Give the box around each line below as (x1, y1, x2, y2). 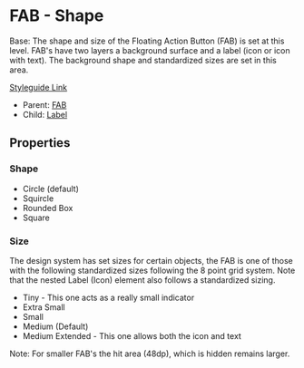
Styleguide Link (9, 82, 68, 92)
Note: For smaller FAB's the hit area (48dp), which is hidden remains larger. (9, 348, 290, 359)
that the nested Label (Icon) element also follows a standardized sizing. (9, 274, 276, 286)
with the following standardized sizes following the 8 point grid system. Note (9, 265, 296, 276)
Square (22, 212, 50, 223)
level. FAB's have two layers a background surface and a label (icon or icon (9, 44, 290, 55)
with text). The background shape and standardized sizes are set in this (9, 54, 277, 65)
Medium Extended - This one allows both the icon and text (22, 330, 242, 341)
